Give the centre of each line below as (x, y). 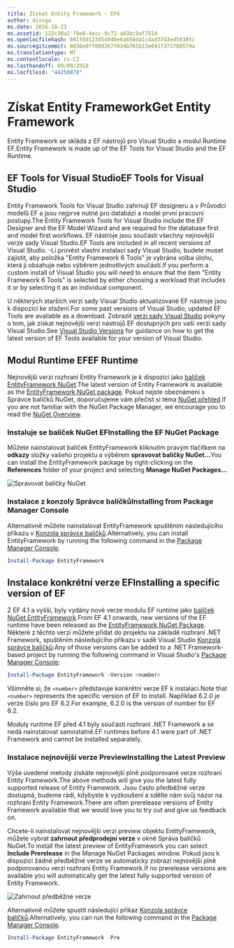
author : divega (29, 20)
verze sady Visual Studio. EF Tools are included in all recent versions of (109, 243)
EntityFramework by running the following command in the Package (105, 540)
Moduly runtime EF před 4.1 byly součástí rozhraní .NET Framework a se (111, 724)
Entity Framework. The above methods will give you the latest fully (102, 780)
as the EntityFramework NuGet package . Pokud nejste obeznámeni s (106, 392)
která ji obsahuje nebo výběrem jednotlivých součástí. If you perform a (108, 265)
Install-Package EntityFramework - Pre (64, 938)
